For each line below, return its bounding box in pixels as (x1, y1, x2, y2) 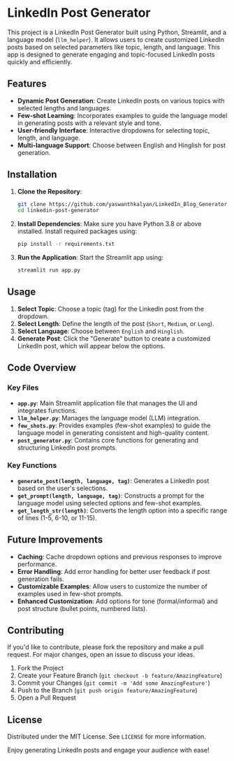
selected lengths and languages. (17, 103, 112, 112)
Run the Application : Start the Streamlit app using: (17, 253, 164, 262)
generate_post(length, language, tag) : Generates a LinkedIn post (17, 476, 210, 485)
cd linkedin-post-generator (17, 207, 99, 214)
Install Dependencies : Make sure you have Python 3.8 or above (17, 220, 202, 228)
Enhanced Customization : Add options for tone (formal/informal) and (17, 597, 218, 605)
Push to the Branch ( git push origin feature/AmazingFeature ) (17, 686, 198, 695)
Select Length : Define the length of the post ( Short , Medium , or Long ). (17, 319, 214, 327)
